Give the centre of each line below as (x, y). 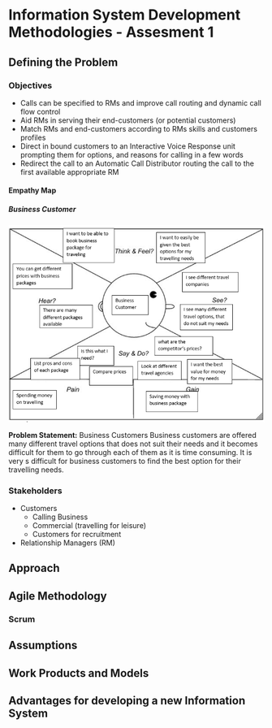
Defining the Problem (63, 62)
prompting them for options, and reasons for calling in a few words (132, 154)
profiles (33, 137)
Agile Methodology (58, 596)
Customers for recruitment (77, 535)
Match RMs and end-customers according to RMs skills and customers (139, 128)
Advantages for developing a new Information (127, 700)
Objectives (30, 85)
